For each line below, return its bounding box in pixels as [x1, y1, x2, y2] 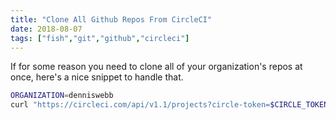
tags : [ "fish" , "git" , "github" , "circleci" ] [10, 33, 190, 43]
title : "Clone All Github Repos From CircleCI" [10, 14, 213, 25]
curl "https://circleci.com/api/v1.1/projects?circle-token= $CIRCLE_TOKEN [10, 100, 329, 110]
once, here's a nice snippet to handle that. [10, 71, 184, 83]
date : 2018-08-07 [10, 24, 83, 34]
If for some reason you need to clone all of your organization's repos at [10, 61, 303, 73]
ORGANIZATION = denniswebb [10, 91, 114, 101]
